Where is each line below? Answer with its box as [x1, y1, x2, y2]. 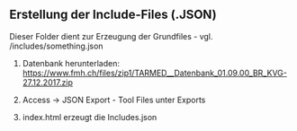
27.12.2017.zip [22, 76, 74, 88]
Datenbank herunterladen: [22, 57, 120, 68]
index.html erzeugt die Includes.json [22, 111, 157, 122]
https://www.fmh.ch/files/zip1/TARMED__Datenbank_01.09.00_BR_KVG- [22, 67, 288, 78]
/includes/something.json [9, 40, 103, 51]
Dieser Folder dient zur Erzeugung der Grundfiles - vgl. [9, 31, 213, 41]
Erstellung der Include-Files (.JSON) [9, 7, 218, 22]
